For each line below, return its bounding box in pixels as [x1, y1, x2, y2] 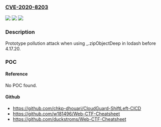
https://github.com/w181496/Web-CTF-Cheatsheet [12, 111, 120, 117]
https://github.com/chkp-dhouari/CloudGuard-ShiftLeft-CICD [12, 105, 142, 111]
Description [5, 29, 35, 36]
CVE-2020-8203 [5, 4, 48, 11]
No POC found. [5, 82, 37, 88]
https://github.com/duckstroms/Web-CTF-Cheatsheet [12, 116, 126, 122]
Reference [5, 71, 28, 77]
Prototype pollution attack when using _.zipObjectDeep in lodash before [5, 40, 156, 46]
